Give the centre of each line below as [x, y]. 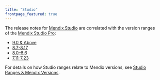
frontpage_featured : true [31, 14]
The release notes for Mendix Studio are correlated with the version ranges [80, 28]
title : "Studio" [21, 9]
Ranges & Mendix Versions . [32, 72]
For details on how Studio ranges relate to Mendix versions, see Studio [76, 67]
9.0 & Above [24, 42]
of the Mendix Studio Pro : [31, 33]
